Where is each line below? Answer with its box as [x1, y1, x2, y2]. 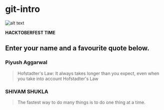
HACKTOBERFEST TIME [5, 29, 56, 35]
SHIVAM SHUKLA [5, 88, 48, 95]
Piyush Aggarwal [5, 59, 47, 66]
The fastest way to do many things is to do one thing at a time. [17, 99, 146, 105]
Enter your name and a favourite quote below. [5, 44, 150, 53]
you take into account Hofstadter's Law [17, 76, 99, 82]
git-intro [5, 3, 40, 15]
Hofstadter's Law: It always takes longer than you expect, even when [17, 70, 160, 76]
